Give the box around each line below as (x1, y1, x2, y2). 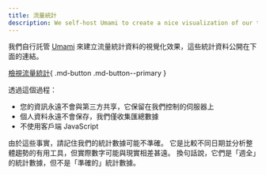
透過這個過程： (8, 84, 57, 95)
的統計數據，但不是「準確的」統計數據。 (8, 158, 140, 167)
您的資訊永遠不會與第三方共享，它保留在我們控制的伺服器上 (19, 102, 215, 111)
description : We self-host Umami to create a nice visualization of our (8, 19, 253, 27)
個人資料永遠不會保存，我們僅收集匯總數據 (19, 111, 159, 121)
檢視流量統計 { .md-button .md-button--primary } (8, 68, 167, 77)
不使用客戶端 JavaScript (19, 121, 99, 131)
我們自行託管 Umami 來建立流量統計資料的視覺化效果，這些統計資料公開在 (8, 41, 251, 51)
